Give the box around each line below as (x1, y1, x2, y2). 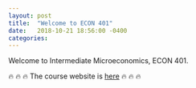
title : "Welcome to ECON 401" (8, 19, 113, 27)
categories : (8, 34, 48, 42)
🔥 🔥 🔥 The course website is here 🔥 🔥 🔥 (8, 71, 141, 81)
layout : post (8, 11, 52, 20)
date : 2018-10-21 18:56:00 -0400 (8, 26, 128, 34)
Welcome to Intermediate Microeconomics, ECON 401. (8, 56, 189, 66)
